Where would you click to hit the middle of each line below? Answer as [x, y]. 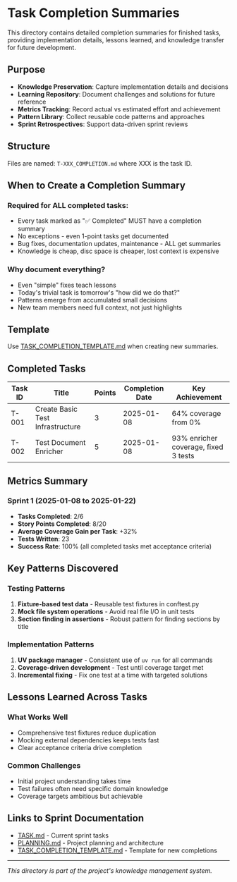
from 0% [186, 422]
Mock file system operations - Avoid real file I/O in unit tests [106, 611]
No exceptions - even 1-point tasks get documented [93, 236]
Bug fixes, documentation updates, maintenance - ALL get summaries [119, 244]
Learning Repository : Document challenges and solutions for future [116, 94]
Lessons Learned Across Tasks [78, 697]
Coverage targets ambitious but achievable [80, 796]
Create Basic [56, 409]
